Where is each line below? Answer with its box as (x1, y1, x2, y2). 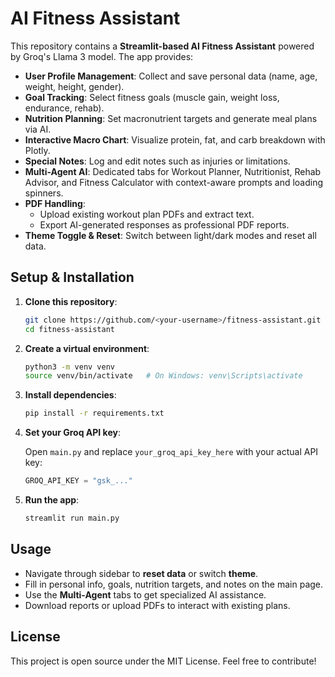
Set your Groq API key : (24, 427, 121, 439)
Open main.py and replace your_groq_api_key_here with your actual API (24, 446, 319, 458)
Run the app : (24, 494, 80, 506)
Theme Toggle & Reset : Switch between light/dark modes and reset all (24, 229, 317, 241)
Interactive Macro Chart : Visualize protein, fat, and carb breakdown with (24, 133, 326, 146)
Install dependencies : (24, 389, 117, 401)
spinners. (24, 187, 64, 199)
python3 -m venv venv (24, 362, 116, 372)
